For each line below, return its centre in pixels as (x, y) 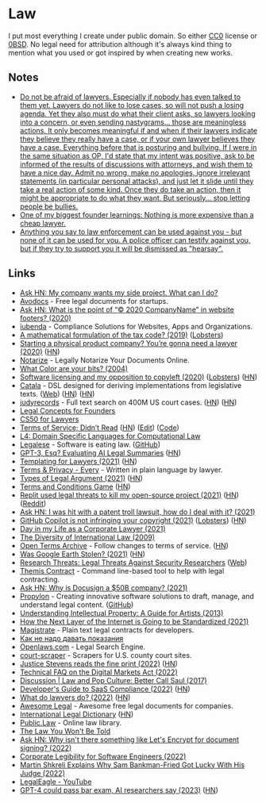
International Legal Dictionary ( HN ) (77, 714)
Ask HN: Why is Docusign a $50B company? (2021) (104, 587)
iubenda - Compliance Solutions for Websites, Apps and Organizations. (136, 326)
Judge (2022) (42, 773)
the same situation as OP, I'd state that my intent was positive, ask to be (137, 156)
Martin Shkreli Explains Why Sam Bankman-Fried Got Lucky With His (132, 765)
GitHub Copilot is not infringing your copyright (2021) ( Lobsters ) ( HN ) (133, 520)
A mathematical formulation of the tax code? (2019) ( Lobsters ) (121, 335)
